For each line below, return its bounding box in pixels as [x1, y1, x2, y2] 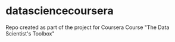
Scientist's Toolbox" [5, 30, 55, 37]
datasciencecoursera [5, 4, 114, 18]
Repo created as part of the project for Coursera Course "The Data [5, 24, 170, 31]
